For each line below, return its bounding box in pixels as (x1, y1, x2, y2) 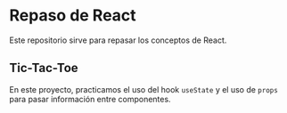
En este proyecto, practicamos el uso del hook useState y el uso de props (9, 84, 278, 94)
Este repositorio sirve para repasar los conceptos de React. (9, 35, 227, 45)
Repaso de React (9, 5, 136, 26)
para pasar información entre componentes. (9, 93, 171, 104)
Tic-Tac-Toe (9, 61, 78, 76)
